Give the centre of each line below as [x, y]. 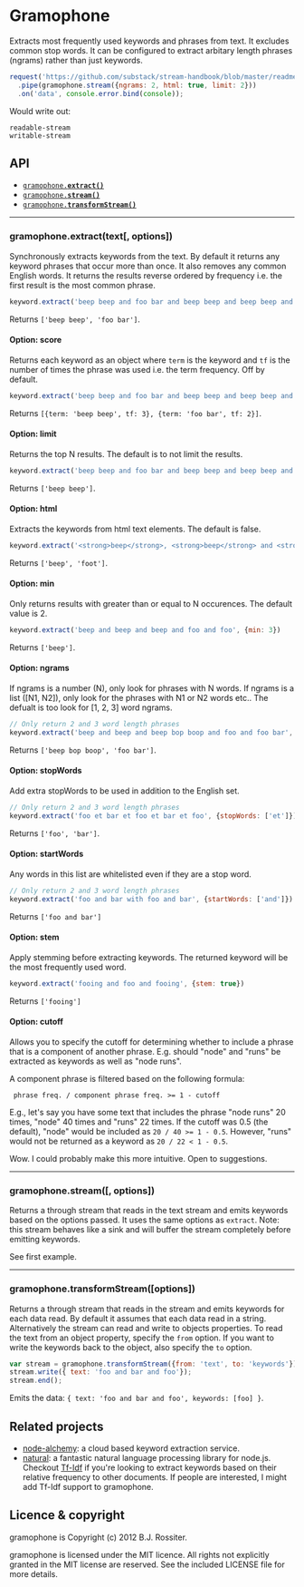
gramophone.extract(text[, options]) [91, 237]
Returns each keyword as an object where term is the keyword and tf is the [150, 360]
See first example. [43, 1257]
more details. [34, 1573]
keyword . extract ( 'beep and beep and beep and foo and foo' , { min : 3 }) [145, 630]
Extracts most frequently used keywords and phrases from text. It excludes [149, 41]
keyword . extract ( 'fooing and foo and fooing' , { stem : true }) [127, 983]
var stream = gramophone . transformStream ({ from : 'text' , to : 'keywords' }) [153, 1364]
